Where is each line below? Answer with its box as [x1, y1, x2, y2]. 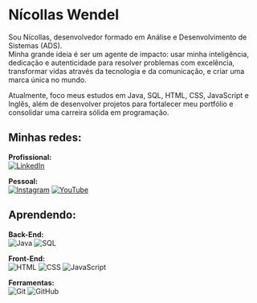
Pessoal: [8, 176, 39, 186]
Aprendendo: [8, 208, 76, 222]
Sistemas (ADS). [8, 40, 63, 50]
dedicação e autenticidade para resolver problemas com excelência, [8, 58, 235, 68]
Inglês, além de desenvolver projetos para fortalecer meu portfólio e [8, 99, 234, 109]
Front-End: [8, 253, 46, 263]
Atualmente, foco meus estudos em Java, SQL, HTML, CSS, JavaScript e [8, 90, 249, 100]
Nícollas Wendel [8, 6, 120, 24]
